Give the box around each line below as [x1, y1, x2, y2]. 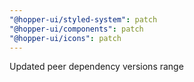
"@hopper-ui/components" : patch [9, 24, 144, 34]
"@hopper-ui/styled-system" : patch [9, 14, 158, 25]
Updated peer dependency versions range [9, 61, 184, 73]
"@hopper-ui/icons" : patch [9, 33, 122, 43]
